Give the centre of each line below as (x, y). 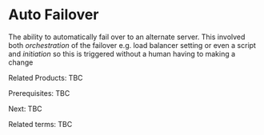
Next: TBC (25, 109)
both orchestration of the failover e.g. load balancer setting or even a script (132, 45)
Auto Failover (54, 15)
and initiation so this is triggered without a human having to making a (122, 54)
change (21, 62)
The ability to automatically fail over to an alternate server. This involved (127, 37)
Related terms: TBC (40, 124)
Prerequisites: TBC (39, 93)
